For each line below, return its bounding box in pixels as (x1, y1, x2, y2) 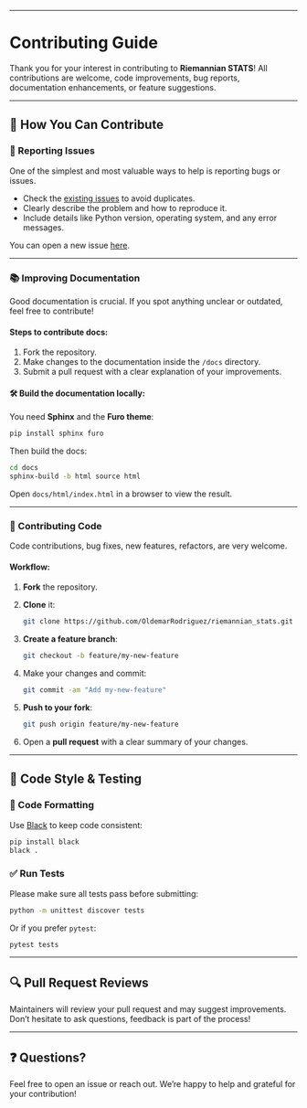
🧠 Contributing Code (9, 519, 102, 532)
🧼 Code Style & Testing (9, 772, 143, 787)
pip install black (9, 837, 79, 847)
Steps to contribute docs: (9, 326, 108, 337)
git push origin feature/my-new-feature (22, 719, 179, 730)
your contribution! (9, 1089, 78, 1100)
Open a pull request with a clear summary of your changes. (22, 736, 249, 747)
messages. (22, 221, 65, 233)
